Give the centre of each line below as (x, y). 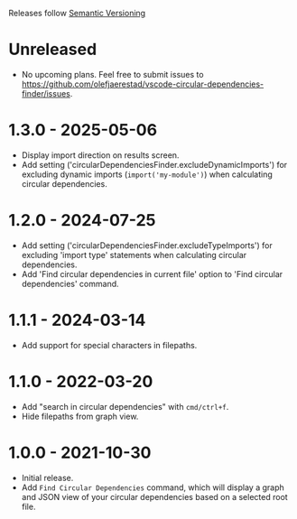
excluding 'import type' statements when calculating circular (134, 255)
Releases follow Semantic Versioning (77, 13)
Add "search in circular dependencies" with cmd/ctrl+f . (125, 406)
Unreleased (53, 50)
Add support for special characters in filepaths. (109, 345)
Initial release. (47, 477)
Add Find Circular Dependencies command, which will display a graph (153, 487)
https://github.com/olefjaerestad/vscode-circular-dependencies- (143, 84)
